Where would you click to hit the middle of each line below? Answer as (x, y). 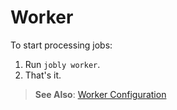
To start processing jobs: (61, 45)
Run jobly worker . (62, 64)
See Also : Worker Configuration (100, 94)
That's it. (43, 75)
